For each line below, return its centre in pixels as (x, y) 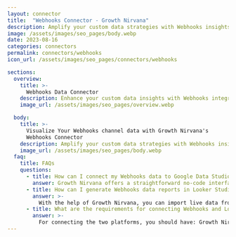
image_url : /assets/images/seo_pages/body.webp (91, 150)
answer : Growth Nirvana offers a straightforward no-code (119, 183)
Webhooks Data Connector (62, 92)
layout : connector (34, 14)
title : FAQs (37, 164)
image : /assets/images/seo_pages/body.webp (72, 33)
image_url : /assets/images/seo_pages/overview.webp (97, 105)
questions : (36, 170)
